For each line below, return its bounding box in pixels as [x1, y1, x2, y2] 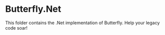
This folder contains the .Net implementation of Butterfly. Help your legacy [5, 20, 160, 26]
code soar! [5, 25, 28, 31]
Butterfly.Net [5, 3, 62, 15]
